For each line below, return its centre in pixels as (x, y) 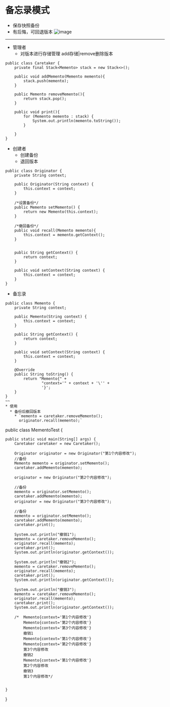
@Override (25, 370)
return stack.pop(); (45, 99)
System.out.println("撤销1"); (46, 534)
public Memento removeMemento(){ (50, 94)
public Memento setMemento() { (47, 207)
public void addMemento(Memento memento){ (60, 77)
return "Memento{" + (45, 379)
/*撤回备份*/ (27, 226)
